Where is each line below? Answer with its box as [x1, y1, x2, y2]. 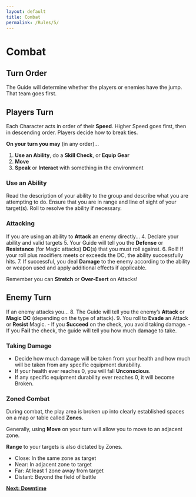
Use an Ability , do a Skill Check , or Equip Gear [14, 152, 130, 159]
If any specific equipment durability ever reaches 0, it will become [14, 373, 175, 381]
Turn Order [6, 68, 47, 78]
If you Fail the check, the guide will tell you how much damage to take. [6, 327, 177, 334]
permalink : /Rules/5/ [6, 19, 59, 25]
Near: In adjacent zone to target [14, 461, 92, 468]
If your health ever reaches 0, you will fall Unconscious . [14, 367, 151, 374]
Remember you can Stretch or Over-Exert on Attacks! [6, 275, 138, 282]
